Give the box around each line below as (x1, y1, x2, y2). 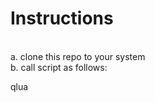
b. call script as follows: (10, 61, 108, 73)
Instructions (10, 7, 114, 30)
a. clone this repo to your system (10, 50, 146, 62)
